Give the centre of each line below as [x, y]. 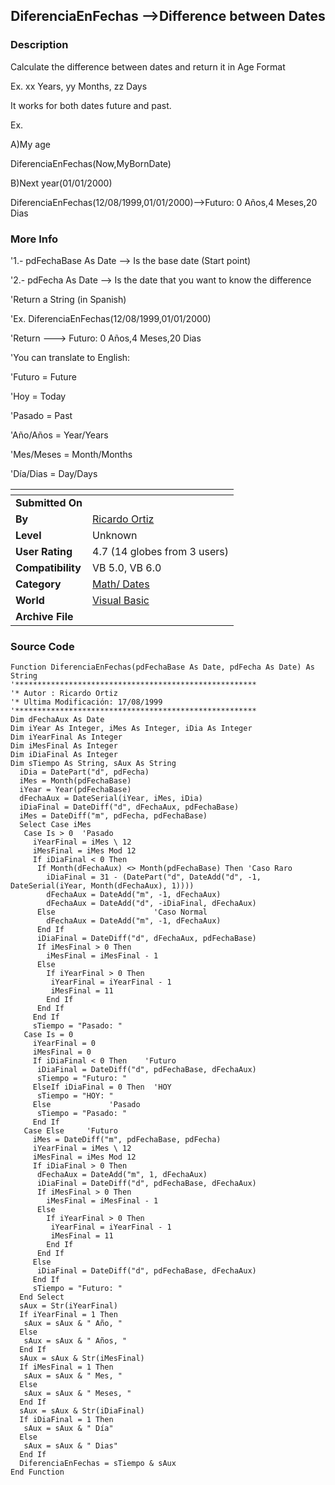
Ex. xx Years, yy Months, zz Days [79, 86]
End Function [37, 1472]
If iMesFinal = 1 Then [66, 1367]
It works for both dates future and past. [91, 105]
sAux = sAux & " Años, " [75, 1341]
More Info [34, 239]
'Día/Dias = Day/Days [54, 473]
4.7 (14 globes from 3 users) [161, 551]
